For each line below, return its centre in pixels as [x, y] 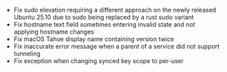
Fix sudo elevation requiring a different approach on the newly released [115, 10]
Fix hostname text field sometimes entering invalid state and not [104, 24]
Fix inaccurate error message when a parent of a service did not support [117, 46]
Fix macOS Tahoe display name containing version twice [94, 39]
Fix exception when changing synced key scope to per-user [99, 61]
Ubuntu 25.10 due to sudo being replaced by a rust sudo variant [104, 17]
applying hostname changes [54, 32]
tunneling [27, 53]
